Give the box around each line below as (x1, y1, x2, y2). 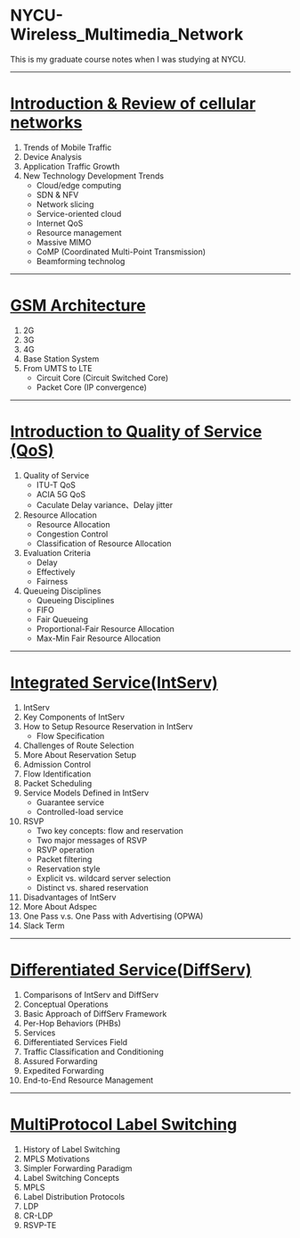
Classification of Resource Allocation (36, 537, 172, 549)
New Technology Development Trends (22, 170, 164, 181)
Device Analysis (22, 151, 83, 162)
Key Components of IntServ (22, 711, 126, 722)
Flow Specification (36, 730, 105, 741)
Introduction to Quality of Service (10, 421, 263, 442)
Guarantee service (36, 796, 105, 808)
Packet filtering (36, 853, 93, 864)
